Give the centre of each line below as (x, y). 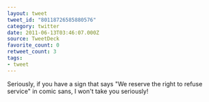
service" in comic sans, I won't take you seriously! (78, 91)
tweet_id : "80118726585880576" (52, 20)
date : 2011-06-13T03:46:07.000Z (53, 33)
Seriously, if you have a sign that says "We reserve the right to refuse (105, 84)
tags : (15, 58)
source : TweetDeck (33, 39)
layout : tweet (27, 13)
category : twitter (33, 26)
